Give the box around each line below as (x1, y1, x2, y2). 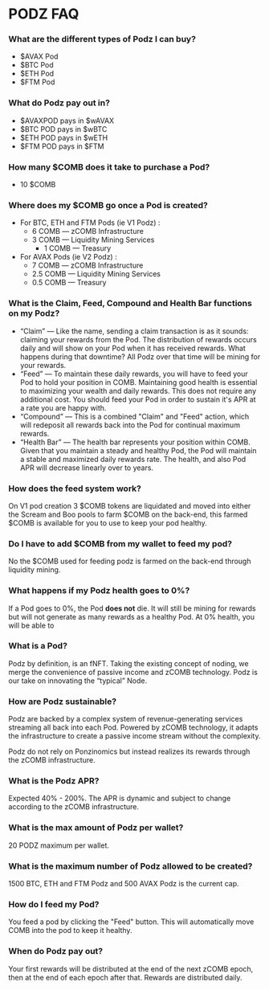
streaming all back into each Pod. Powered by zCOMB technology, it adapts (8, 722, 259, 732)
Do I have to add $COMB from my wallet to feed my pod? (8, 538, 233, 549)
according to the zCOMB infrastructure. (8, 802, 139, 812)
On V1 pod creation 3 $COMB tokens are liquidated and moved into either (8, 501, 251, 510)
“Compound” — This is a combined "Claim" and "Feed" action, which (19, 411, 250, 421)
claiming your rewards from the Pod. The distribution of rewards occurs (19, 334, 257, 344)
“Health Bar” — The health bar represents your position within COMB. (19, 437, 251, 447)
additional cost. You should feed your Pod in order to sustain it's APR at (19, 395, 256, 404)
